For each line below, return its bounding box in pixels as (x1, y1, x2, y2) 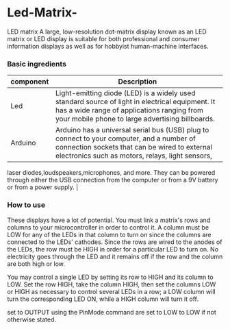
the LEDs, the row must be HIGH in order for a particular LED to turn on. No (7, 245, 219, 253)
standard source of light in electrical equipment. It (55, 97, 216, 107)
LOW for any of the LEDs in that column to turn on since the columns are (7, 230, 212, 239)
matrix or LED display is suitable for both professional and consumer (7, 34, 200, 42)
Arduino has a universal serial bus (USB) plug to (55, 125, 209, 135)
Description (118, 77, 157, 86)
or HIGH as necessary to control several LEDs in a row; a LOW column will (7, 287, 216, 295)
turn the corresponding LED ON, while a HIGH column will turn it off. (7, 295, 199, 303)
